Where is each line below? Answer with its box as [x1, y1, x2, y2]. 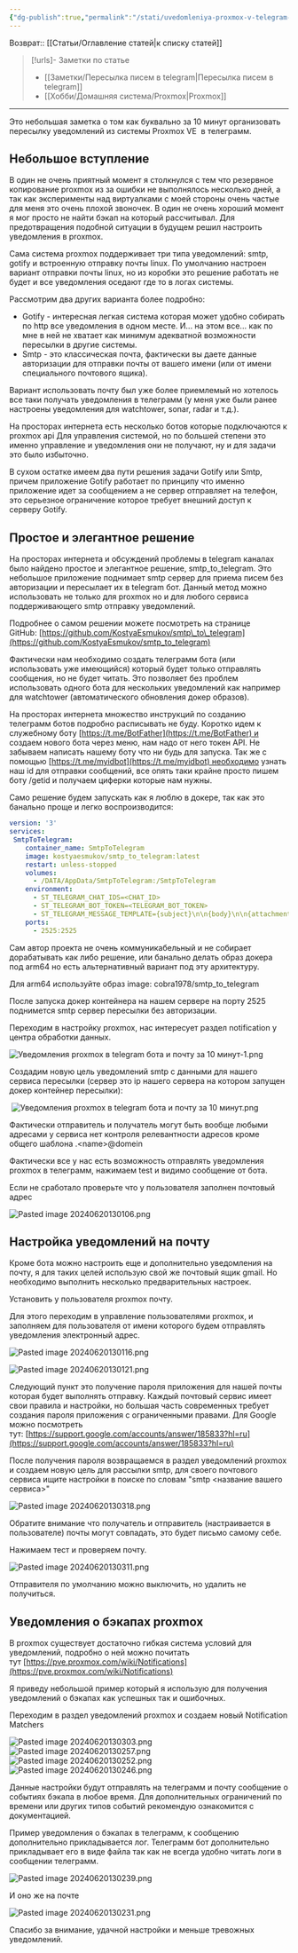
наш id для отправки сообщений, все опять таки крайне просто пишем [9, 765, 279, 777]
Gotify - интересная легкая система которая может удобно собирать [21, 312, 286, 322]
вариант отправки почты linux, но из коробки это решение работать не [9, 267, 279, 278]
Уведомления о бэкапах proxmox [9, 1614, 204, 1629]
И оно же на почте [9, 1890, 80, 1901]
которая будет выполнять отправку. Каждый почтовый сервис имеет [9, 1391, 272, 1402]
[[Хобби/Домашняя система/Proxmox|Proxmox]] [43, 91, 227, 101]
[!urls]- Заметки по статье [30, 54, 130, 65]
